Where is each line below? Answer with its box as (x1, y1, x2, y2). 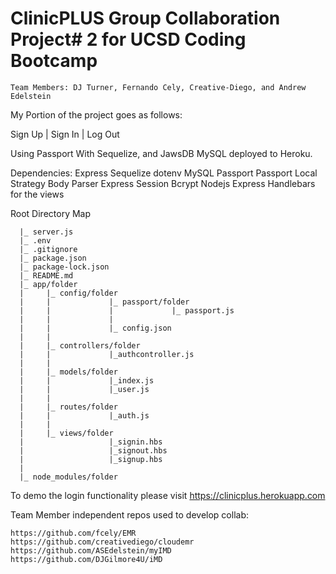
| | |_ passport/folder (19, 297, 190, 307)
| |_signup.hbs (19, 454, 163, 464)
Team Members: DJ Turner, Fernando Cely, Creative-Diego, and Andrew (10, 82, 307, 92)
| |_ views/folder (19, 428, 114, 438)
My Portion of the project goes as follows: (10, 108, 183, 121)
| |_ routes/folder (19, 402, 118, 412)
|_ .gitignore (19, 244, 78, 254)
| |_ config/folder (19, 288, 118, 298)
